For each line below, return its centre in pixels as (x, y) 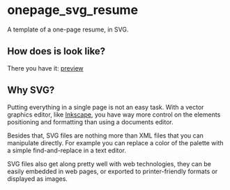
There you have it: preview (45, 68)
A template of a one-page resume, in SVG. (68, 29)
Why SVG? (31, 90)
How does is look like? (56, 51)
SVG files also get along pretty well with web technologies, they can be (109, 163)
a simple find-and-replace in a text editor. (67, 150)
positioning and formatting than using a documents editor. (91, 122)
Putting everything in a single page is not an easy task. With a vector (106, 107)
